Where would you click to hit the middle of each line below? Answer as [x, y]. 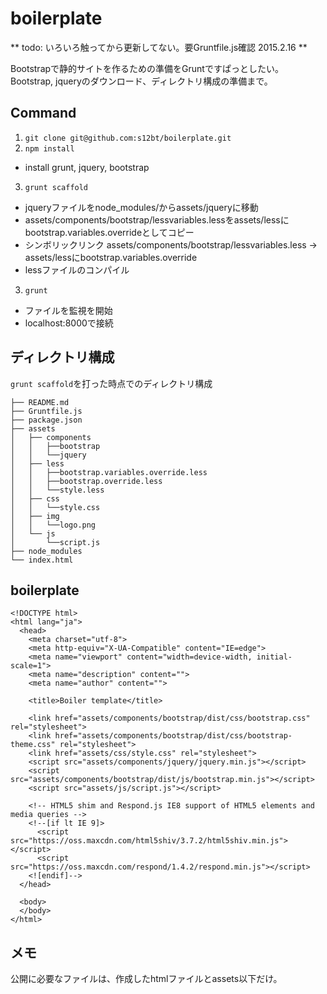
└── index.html [42, 560]
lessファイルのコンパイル [77, 269]
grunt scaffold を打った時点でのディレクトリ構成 [111, 383]
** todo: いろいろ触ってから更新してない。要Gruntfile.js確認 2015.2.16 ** [159, 47]
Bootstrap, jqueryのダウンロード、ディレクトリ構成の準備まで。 [141, 81]
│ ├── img [35, 516]
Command [43, 113]
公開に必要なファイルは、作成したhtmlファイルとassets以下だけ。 [146, 979]
